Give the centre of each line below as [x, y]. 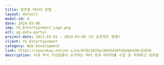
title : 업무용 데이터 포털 [28, 10]
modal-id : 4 [17, 19]
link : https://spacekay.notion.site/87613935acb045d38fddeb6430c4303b [78, 50]
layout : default [21, 14]
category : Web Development [32, 46]
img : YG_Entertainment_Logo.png [38, 28]
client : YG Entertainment [31, 42]
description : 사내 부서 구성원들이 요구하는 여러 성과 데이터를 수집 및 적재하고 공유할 [82, 55]
